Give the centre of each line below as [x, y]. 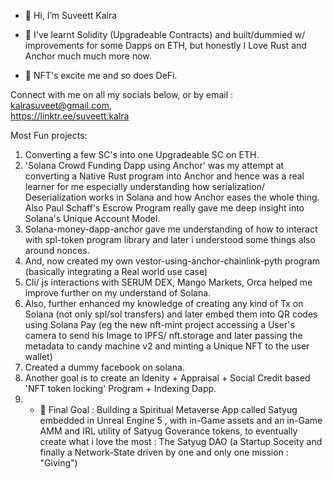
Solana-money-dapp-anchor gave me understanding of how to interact [171, 229]
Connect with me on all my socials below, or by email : [122, 94]
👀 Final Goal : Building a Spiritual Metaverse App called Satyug [168, 409]
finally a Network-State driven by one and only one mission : [164, 452]
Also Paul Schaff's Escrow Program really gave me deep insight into [164, 208]
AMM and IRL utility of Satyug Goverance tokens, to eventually [168, 431]
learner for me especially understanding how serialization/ [144, 186]
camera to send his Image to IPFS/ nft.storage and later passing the [163, 335]
